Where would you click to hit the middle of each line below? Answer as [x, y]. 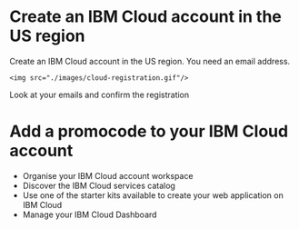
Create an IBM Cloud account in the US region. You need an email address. [150, 61]
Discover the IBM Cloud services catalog [99, 185]
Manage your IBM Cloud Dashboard [90, 214]
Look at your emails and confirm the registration [100, 95]
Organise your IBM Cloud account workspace [108, 175]
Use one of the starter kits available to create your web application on [153, 195]
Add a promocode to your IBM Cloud [149, 131]
